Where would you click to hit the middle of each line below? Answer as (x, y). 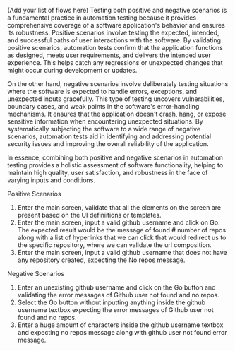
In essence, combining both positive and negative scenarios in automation (115, 157)
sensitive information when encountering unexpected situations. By (105, 121)
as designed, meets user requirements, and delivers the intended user (109, 55)
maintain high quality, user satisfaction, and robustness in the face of (108, 173)
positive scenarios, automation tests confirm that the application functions (115, 48)
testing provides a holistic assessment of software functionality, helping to (115, 165)
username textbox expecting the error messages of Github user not (115, 310)
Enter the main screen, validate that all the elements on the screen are (119, 207)
